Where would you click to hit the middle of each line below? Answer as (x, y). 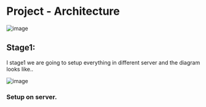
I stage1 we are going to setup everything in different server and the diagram (103, 62)
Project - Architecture (63, 11)
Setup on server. (32, 97)
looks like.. (20, 69)
